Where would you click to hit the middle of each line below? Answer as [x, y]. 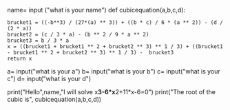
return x [20, 58]
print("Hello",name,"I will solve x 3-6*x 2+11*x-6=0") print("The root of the [111, 92]
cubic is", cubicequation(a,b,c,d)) [54, 99]
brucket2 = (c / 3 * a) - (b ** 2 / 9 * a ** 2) [78, 34]
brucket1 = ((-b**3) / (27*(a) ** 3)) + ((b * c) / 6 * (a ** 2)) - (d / [115, 23]
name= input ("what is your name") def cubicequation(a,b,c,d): [96, 10]
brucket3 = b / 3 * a [38, 41]
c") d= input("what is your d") [49, 79]
